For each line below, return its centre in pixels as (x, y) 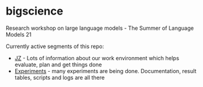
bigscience (35, 11)
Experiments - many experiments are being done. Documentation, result (105, 71)
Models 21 (19, 34)
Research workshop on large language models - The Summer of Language (100, 28)
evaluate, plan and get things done (58, 64)
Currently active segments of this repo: (55, 46)
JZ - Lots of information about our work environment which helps (97, 58)
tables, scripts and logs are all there (60, 77)
